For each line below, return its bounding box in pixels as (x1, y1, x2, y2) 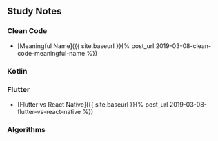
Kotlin (7, 66, 28, 76)
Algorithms (7, 124, 46, 134)
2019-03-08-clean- (155, 41, 212, 50)
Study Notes (7, 6, 62, 17)
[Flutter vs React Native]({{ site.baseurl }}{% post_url (17, 100, 168, 109)
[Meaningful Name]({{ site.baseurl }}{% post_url (17, 41, 155, 50)
